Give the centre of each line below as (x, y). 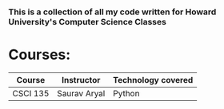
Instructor (81, 80)
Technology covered (153, 80)
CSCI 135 (31, 93)
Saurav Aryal (81, 93)
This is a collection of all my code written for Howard (112, 12)
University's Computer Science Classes (87, 21)
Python (126, 93)
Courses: (40, 55)
